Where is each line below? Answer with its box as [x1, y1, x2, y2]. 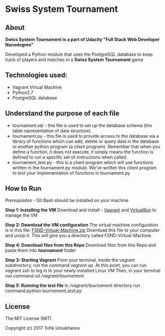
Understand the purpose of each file [5, 109, 120, 118]
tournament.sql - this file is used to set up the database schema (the [12, 122, 152, 128]
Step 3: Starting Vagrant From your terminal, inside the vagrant [5, 257, 135, 263]
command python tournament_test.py [5, 288, 82, 294]
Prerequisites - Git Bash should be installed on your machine [5, 197, 129, 203]
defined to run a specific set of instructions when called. [12, 154, 128, 160]
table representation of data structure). [12, 128, 92, 134]
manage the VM [5, 212, 38, 218]
